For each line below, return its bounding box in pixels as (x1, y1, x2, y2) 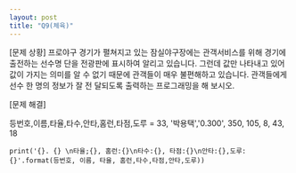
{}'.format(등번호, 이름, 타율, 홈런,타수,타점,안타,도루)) (9, 156, 205, 165)
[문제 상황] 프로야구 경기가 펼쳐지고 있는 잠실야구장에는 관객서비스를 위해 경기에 (9, 46, 287, 58)
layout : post (9, 12, 58, 22)
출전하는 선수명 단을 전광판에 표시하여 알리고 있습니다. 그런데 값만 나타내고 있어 (9, 58, 285, 68)
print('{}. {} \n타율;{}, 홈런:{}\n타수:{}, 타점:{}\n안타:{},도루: (9, 146, 247, 155)
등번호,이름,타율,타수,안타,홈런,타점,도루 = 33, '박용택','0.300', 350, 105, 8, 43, (9, 117, 285, 129)
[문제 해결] (9, 98, 46, 109)
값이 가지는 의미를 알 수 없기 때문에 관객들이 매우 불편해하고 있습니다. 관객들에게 (9, 68, 288, 80)
